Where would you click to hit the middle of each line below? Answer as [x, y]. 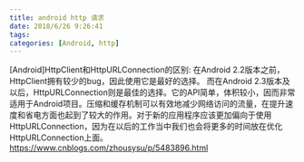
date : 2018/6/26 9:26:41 [56, 26]
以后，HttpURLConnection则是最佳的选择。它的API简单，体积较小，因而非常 [152, 92]
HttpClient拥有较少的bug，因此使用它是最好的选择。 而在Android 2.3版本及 [150, 81]
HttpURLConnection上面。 [59, 138]
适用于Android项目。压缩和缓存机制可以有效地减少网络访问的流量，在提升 [147, 104]
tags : [20, 34]
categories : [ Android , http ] [64, 43]
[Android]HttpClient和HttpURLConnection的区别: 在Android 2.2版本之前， [147, 70]
